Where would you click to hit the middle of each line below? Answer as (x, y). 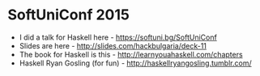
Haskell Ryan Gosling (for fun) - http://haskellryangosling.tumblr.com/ (135, 63)
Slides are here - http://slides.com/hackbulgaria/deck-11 (113, 45)
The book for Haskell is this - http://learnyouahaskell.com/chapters (131, 54)
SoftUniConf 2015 (69, 15)
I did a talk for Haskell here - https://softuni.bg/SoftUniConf (118, 37)
